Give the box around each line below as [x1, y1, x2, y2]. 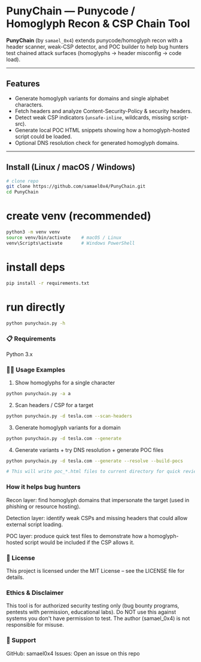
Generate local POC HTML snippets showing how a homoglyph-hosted [14, 126, 190, 133]
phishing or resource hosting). [6, 503, 81, 510]
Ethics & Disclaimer [6, 588, 64, 597]
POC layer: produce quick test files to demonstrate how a [6, 532, 148, 539]
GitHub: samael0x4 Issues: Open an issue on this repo [6, 649, 140, 657]
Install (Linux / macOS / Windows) [6, 162, 136, 172]
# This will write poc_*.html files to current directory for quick [6, 469, 181, 475]
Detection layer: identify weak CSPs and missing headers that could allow [6, 514, 188, 521]
